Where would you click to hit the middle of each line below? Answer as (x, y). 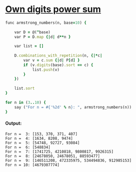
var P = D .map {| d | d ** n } (43, 37)
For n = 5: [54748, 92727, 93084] (43, 143)
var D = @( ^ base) (32, 32)
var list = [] (29, 46)
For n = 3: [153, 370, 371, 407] (42, 134)
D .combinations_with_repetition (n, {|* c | (58, 56)
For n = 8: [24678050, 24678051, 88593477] (53, 156)
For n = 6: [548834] (28, 147)
